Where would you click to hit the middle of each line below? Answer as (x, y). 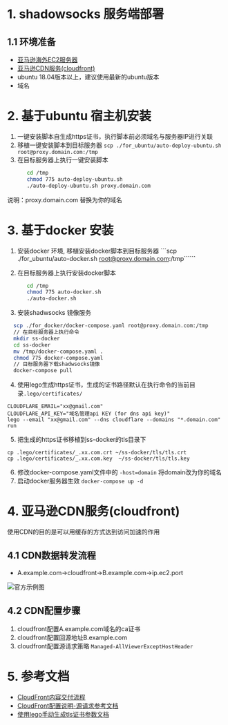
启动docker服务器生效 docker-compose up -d (80, 481)
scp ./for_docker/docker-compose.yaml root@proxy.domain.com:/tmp (111, 326)
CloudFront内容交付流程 (51, 697)
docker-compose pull (43, 371)
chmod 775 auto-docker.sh (64, 292)
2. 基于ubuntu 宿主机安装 (79, 116)
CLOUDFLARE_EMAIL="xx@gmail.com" (55, 407)
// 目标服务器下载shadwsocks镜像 (57, 364)
